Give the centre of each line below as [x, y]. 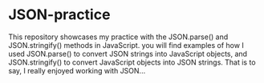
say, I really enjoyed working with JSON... [77, 70]
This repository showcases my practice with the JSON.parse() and [118, 37]
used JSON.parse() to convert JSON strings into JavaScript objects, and [128, 53]
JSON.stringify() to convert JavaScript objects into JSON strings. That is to [132, 62]
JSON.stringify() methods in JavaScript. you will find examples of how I [126, 45]
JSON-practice [59, 15]
